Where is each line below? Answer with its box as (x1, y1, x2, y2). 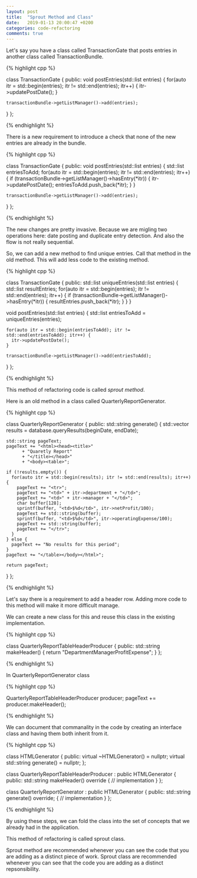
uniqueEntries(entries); (6, 316, 62, 323)
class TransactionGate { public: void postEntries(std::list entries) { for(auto (6, 76, 186, 83)
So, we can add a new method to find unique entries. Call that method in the (6, 250, 191, 257)
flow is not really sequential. (6, 239, 74, 246)
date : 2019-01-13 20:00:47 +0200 (6, 19, 94, 25)
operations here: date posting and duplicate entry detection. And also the (6, 232, 185, 239)
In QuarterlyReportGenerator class (6, 672, 90, 679)
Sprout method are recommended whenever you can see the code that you (6, 847, 189, 854)
